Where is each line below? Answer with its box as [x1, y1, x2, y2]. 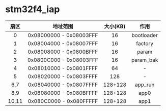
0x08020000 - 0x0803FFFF [27, 72, 98, 80]
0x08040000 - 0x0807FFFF [27, 81, 98, 88]
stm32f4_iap [5, 4, 60, 15]
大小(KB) [104, 23, 126, 30]
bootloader [131, 31, 158, 39]
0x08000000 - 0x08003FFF [27, 31, 98, 39]
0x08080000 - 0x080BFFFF [27, 89, 98, 96]
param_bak [131, 56, 158, 63]
